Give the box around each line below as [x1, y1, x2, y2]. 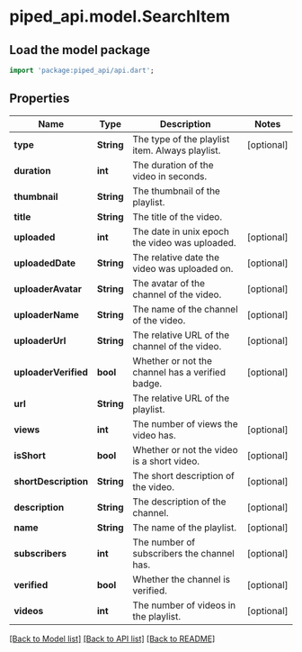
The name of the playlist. [132, 521, 237, 533]
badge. [132, 376, 163, 389]
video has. [132, 429, 177, 441]
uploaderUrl [13, 334, 67, 347]
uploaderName [13, 308, 79, 321]
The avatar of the [132, 276, 205, 289]
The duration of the [132, 158, 214, 171]
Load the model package [9, 42, 151, 58]
